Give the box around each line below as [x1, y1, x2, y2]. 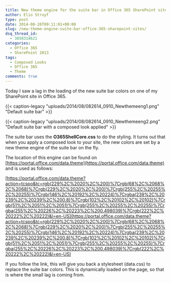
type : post [5, 17, 28, 22]
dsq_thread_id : [5, 31, 38, 36]
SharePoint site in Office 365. [5, 93, 67, 99]
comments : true [5, 74, 38, 79]
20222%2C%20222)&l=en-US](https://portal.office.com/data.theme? [5, 213, 152, 219]
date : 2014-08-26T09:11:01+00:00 [5, 21, 76, 27]
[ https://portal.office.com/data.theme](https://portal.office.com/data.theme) [5, 160, 164, 166]
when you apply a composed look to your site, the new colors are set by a [5, 139, 160, 145]
